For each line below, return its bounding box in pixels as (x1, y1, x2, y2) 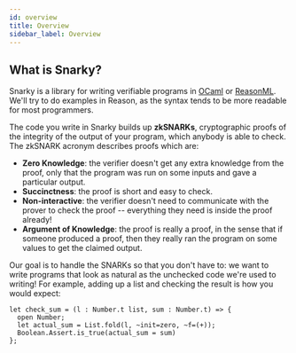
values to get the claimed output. (21, 243, 143, 254)
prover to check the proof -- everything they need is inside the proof (21, 205, 273, 216)
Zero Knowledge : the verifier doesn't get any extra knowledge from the (21, 158, 284, 169)
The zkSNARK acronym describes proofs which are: (9, 141, 199, 152)
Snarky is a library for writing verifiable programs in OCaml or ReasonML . (9, 86, 277, 97)
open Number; (17, 313, 66, 322)
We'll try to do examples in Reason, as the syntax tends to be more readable (9, 95, 287, 106)
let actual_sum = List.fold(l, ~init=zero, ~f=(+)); (17, 321, 216, 330)
